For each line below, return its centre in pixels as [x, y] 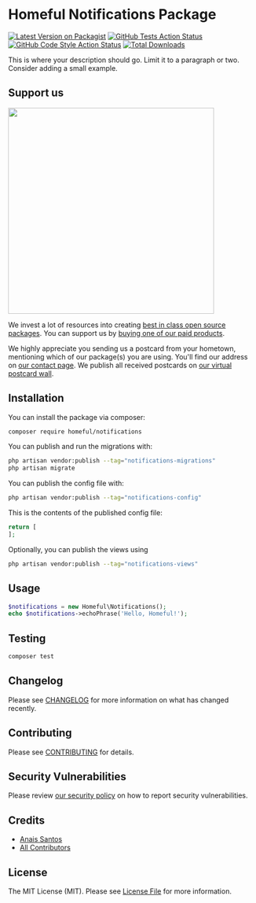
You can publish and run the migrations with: [80, 447]
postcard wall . [31, 373]
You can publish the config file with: [66, 483]
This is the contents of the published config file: [85, 513]
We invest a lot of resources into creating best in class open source [117, 325]
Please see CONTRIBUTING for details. [71, 752]
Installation [36, 398]
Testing [27, 638]
